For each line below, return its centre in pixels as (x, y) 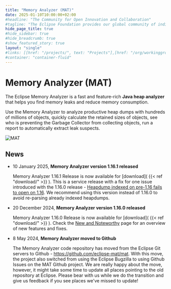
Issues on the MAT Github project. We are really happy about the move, (87, 265)
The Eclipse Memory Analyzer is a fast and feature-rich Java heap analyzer (85, 97)
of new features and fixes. (40, 229)
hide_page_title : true (29, 29)
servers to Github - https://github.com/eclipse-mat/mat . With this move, (88, 254)
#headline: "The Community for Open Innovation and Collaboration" (78, 19)
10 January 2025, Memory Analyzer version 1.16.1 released (75, 167)
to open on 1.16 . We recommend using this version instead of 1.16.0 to (85, 193)
